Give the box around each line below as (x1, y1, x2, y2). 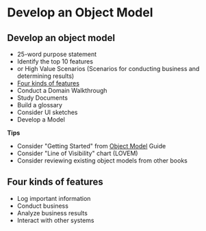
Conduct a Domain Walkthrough (16, 87, 107, 94)
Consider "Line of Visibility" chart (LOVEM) (16, 149, 138, 157)
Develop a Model (16, 116, 65, 124)
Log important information (16, 194, 91, 202)
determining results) (16, 72, 75, 80)
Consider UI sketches (16, 108, 78, 116)
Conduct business (16, 202, 68, 210)
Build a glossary (16, 101, 63, 109)
